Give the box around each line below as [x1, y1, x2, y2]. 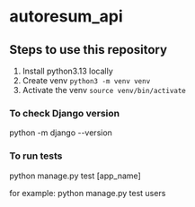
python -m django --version [9, 127, 112, 138]
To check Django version [9, 107, 120, 119]
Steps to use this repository [9, 42, 168, 57]
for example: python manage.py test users [9, 187, 166, 198]
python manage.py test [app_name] [9, 170, 141, 181]
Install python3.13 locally [22, 65, 114, 76]
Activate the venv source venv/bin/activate [22, 85, 187, 95]
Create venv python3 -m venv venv [22, 75, 151, 86]
